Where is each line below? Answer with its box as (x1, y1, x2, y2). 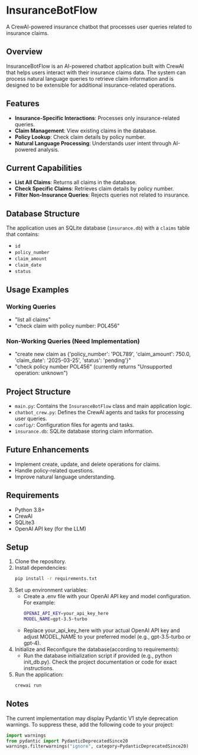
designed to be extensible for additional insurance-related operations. (6, 81, 176, 88)
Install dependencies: (14, 564, 67, 572)
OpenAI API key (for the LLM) (14, 525, 87, 532)
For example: (23, 599, 56, 606)
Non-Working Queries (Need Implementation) (6, 337, 140, 345)
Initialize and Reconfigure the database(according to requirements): (14, 646, 180, 653)
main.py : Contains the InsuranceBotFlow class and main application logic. (14, 402, 192, 410)
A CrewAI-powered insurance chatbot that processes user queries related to (6, 23, 192, 30)
